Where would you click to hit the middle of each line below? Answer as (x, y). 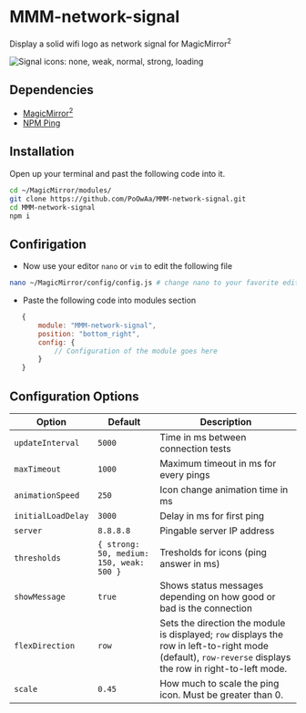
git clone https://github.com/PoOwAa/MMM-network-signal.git (128, 199)
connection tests (195, 449)
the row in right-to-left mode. (223, 669)
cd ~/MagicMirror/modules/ (61, 190)
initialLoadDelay (51, 516)
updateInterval (47, 443)
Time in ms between (203, 437)
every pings (184, 475)
